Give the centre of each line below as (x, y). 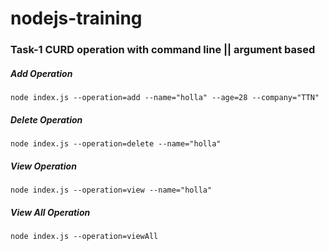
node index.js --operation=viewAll (84, 236)
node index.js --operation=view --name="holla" (111, 190)
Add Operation (41, 73)
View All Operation (50, 212)
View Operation (43, 166)
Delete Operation (46, 119)
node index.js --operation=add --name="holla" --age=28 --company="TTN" (165, 98)
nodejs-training (76, 18)
